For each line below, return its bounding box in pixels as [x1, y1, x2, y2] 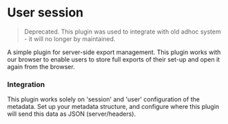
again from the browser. [7, 62, 75, 71]
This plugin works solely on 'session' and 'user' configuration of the [7, 95, 200, 103]
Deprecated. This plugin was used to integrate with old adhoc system [23, 27, 222, 36]
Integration [7, 79, 45, 89]
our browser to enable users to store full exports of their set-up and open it [7, 55, 220, 63]
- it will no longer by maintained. [23, 34, 116, 42]
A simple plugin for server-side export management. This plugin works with [7, 48, 221, 56]
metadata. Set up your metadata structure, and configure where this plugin [7, 103, 220, 111]
